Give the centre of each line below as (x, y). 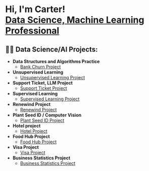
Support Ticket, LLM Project (43, 83)
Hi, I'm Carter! (35, 9)
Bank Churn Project (40, 67)
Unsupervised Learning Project (53, 77)
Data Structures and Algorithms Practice (56, 61)
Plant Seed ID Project (42, 120)
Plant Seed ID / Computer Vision (47, 115)
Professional (32, 31)
